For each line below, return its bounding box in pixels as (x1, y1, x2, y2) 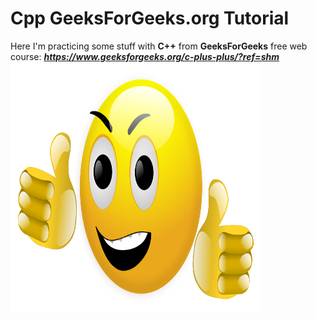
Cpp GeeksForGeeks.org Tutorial (10, 7, 290, 30)
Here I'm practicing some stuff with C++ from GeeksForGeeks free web (10, 40, 308, 52)
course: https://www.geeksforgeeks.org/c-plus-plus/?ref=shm (10, 50, 280, 62)
